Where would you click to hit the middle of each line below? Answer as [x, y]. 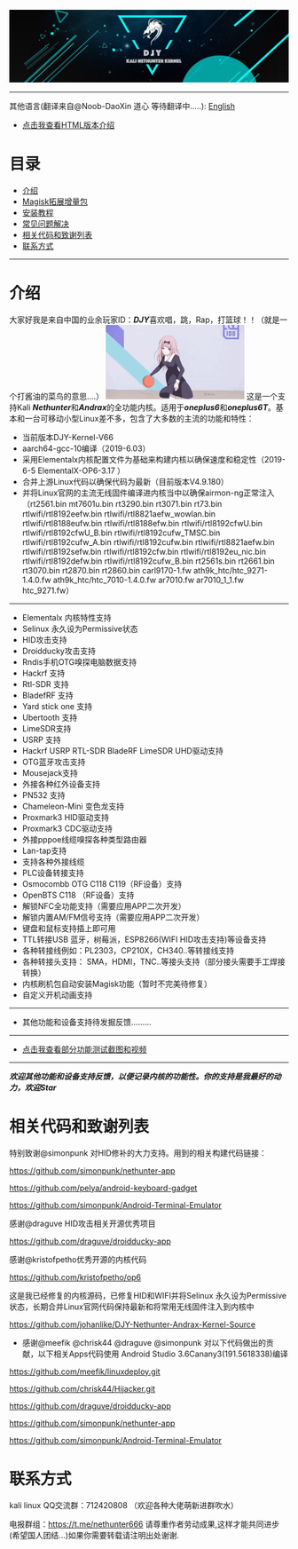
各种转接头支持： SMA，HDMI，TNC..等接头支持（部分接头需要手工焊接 [153, 961]
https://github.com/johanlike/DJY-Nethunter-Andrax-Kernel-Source [132, 1324]
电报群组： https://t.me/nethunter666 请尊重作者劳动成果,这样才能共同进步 [145, 1524]
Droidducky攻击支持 [59, 651]
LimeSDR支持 [47, 728]
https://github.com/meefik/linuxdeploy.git [85, 1371]
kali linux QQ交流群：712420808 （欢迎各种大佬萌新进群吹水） [124, 1505]
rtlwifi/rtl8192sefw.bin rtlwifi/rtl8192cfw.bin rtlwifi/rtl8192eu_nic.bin [144, 551]
